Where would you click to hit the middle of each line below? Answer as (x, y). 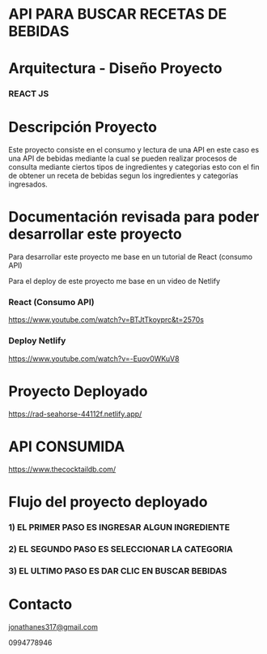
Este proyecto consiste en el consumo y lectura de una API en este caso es (134, 150)
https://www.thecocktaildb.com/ (62, 469)
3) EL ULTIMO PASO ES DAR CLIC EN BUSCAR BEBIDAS (118, 570)
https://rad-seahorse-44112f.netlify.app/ (75, 414)
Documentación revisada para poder (134, 217)
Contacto (40, 604)
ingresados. (28, 184)
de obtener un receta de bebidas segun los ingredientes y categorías (123, 176)
